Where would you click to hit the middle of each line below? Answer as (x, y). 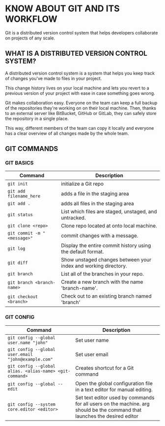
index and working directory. (94, 266)
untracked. (73, 218)
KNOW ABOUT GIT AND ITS (62, 9)
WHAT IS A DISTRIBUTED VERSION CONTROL (76, 54)
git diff (18, 263)
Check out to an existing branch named (106, 296)
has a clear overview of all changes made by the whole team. (67, 133)
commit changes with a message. (100, 236)
